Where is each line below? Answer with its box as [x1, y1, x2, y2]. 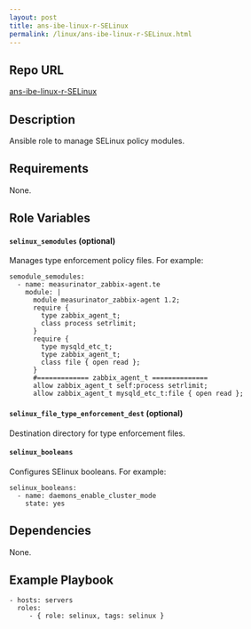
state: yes [25, 499, 66, 508]
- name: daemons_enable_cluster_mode [17, 491, 157, 500]
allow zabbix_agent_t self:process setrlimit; [32, 382, 208, 391]
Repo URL [9, 62, 65, 77]
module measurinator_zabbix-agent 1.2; [32, 295, 180, 305]
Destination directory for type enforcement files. [9, 428, 185, 439]
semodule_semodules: [9, 272, 86, 281]
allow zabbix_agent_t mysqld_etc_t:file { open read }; [32, 389, 244, 399]
